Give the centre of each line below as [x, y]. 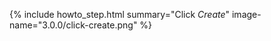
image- [246, 14]
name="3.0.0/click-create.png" [73, 25]
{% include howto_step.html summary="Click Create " [120, 14]
